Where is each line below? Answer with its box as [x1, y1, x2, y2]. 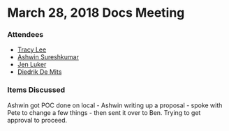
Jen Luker [17, 61, 47, 69]
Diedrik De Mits [17, 68, 62, 76]
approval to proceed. [7, 116, 68, 124]
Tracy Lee [17, 45, 47, 54]
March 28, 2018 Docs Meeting [7, 5, 185, 21]
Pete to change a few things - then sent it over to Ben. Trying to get [7, 108, 201, 116]
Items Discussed [7, 85, 65, 95]
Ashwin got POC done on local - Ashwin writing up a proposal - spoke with [7, 101, 223, 109]
